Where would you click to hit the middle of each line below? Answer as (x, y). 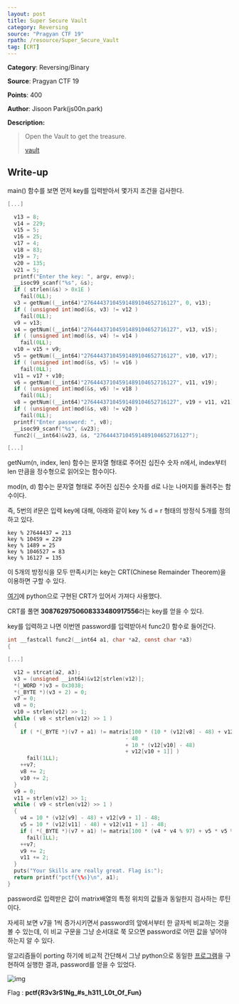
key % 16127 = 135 (34, 558)
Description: (26, 122)
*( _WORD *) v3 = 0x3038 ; (49, 685)
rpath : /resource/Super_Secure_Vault (63, 41)
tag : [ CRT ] (23, 47)
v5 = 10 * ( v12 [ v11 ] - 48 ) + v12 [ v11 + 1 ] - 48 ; (94, 825)
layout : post (27, 14)
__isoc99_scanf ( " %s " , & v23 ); (57, 429)
